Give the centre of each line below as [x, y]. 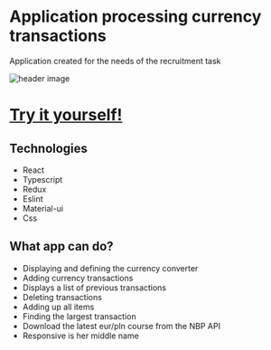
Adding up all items [58, 307]
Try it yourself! [66, 115]
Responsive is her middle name [81, 336]
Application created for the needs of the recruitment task [115, 61]
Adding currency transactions [78, 278]
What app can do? [62, 246]
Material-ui [43, 208]
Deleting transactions [62, 297]
